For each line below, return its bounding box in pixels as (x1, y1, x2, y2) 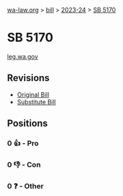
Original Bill (16, 90, 50, 99)
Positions (7, 118, 48, 130)
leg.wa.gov (7, 52, 39, 60)
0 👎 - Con (7, 160, 41, 169)
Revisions (7, 72, 50, 84)
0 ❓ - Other (7, 181, 44, 191)
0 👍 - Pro (7, 138, 39, 148)
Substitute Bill (16, 97, 56, 106)
